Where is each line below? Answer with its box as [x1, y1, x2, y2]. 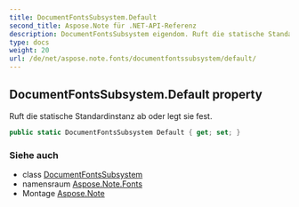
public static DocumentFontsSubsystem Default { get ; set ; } [9, 128, 241, 137]
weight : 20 [9, 46, 50, 55]
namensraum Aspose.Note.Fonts [21, 179, 143, 189]
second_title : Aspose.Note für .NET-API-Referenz [9, 21, 198, 30]
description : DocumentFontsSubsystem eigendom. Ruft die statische [9, 29, 265, 38]
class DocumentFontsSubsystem [21, 169, 143, 179]
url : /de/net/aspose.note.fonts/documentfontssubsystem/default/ [9, 54, 256, 63]
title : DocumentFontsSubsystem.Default [9, 12, 158, 22]
